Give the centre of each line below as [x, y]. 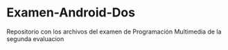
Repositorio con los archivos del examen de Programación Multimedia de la [114, 32]
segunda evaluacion [35, 38]
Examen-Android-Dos [71, 13]
